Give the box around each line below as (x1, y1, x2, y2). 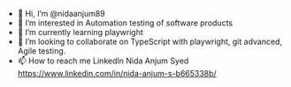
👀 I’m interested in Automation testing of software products (17, 18, 233, 28)
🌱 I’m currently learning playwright (17, 27, 144, 37)
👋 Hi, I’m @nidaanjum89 (17, 9, 106, 18)
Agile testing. (17, 46, 66, 56)
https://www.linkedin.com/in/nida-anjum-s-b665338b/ (17, 69, 217, 78)
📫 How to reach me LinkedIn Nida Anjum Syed (17, 55, 189, 66)
